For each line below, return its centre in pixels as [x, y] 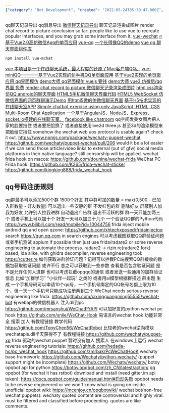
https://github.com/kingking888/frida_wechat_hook [59, 169]
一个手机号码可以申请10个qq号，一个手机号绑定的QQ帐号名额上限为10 [83, 285]
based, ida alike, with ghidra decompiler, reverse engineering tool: [74, 253]
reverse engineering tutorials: [36, 346]
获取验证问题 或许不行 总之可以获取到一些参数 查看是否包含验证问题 [84, 265]
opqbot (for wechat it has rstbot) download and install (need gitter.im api [80, 373]
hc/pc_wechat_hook [26, 351]
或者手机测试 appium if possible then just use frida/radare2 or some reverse [84, 242]
